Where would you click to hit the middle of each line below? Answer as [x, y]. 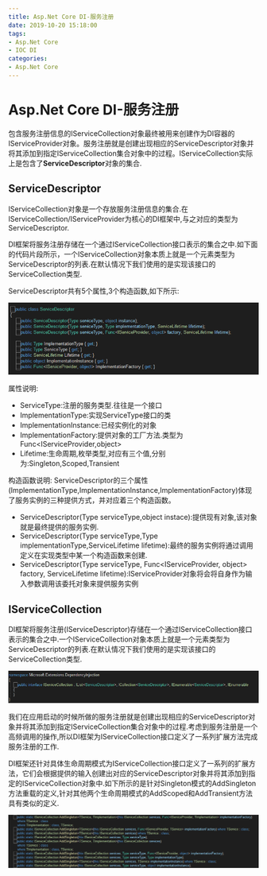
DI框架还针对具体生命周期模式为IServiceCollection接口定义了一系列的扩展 [128, 763]
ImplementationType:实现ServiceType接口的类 [95, 415]
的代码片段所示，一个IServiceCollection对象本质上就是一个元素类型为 [122, 254]
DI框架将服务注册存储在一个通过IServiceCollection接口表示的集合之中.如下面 [133, 244]
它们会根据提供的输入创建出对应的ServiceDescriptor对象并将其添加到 [135, 773]
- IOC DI [23, 50]
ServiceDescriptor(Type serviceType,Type [89, 536]
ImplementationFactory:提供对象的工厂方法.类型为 [101, 435]
